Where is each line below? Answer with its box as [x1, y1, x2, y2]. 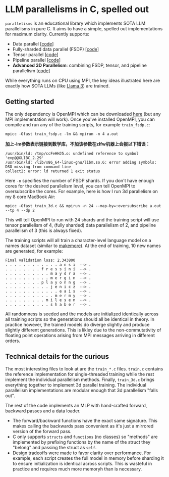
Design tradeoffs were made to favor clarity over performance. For [12, 450, 151, 456]
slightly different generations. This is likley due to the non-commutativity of [5, 327, 161, 333]
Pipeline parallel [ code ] [12, 57, 61, 63]
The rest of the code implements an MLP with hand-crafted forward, [5, 402, 147, 408]
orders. [5, 338, 20, 344]
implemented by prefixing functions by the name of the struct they [12, 439, 151, 445]
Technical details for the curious [5, 352, 109, 361]
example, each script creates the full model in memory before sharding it [12, 455, 164, 461]
